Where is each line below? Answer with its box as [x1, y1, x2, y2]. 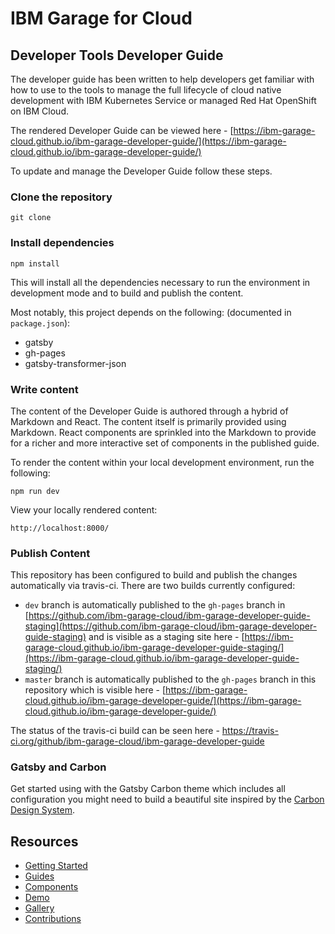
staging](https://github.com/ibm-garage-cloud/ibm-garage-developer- [24, 620, 318, 632]
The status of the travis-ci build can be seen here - [10, 725, 220, 737]
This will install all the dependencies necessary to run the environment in [10, 276, 311, 288]
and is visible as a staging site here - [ [88, 631, 245, 643]
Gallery [24, 902, 55, 914]
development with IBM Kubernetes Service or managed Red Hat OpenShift [10, 95, 317, 106]
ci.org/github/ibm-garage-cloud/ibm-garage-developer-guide [10, 735, 265, 747]
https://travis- [221, 725, 279, 737]
